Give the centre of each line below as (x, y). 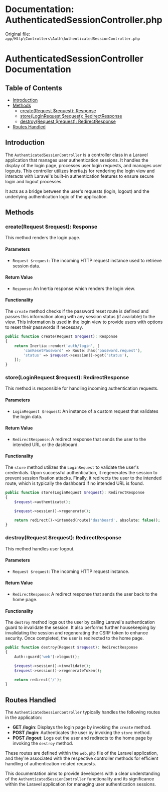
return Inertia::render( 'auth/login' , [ (57, 346)
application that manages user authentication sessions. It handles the (77, 160)
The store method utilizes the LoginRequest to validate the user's (72, 467)
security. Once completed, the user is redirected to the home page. (75, 638)
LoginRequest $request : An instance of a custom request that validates (86, 411)
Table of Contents (34, 88)
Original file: (18, 34)
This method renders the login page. (43, 238)
